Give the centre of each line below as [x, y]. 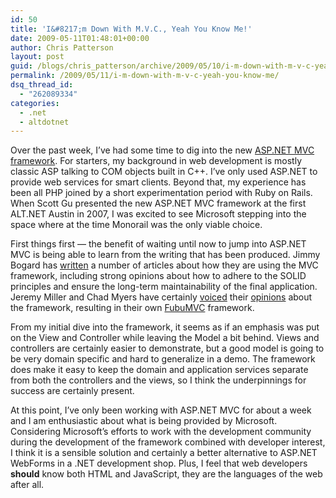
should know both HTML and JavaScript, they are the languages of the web [166, 474]
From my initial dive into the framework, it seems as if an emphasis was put [165, 327]
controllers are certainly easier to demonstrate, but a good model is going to [167, 348]
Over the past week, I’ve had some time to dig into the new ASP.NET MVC [162, 150]
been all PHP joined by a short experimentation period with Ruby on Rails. [161, 193]
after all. [27, 485]
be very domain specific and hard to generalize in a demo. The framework [163, 359]
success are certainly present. [72, 391]
